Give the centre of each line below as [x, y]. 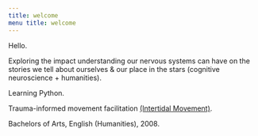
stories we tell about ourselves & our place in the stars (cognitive [114, 69]
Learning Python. [37, 93]
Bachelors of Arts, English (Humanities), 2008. [84, 123]
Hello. [18, 45]
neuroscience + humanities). [55, 77]
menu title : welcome [42, 23]
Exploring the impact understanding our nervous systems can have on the [129, 61]
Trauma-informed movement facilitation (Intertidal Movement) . [110, 108]
